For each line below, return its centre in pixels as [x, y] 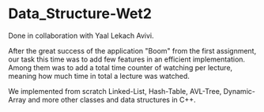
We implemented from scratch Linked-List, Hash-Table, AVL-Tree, [115, 91]
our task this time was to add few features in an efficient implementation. [127, 59]
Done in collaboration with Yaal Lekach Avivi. [81, 35]
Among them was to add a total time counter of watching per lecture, [121, 67]
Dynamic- [239, 91]
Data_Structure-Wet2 [80, 14]
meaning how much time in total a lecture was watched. [99, 76]
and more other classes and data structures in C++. [111, 99]
